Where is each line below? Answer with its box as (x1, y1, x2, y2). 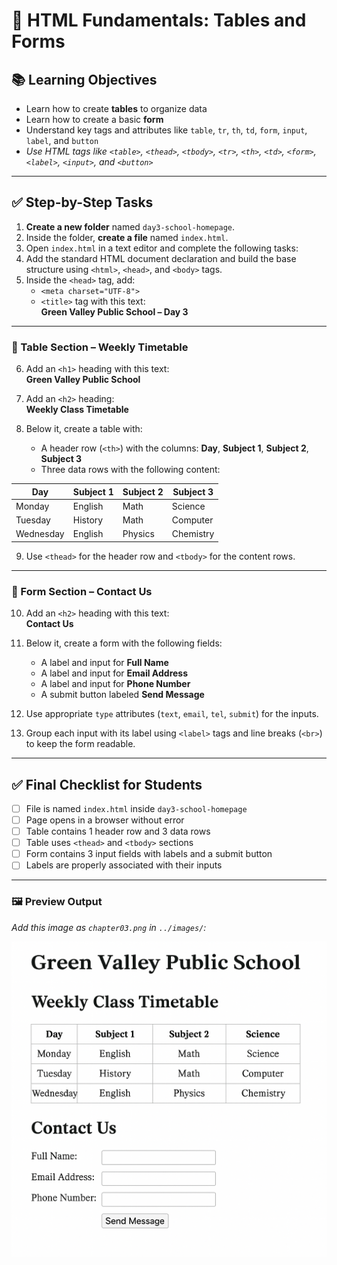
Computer (171, 514, 214, 526)
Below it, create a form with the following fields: (25, 637, 223, 649)
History (72, 514, 104, 526)
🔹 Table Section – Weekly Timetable (11, 340, 189, 354)
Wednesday (15, 528, 65, 540)
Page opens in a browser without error (25, 814, 185, 826)
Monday (15, 500, 50, 512)
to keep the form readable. (25, 738, 136, 750)
